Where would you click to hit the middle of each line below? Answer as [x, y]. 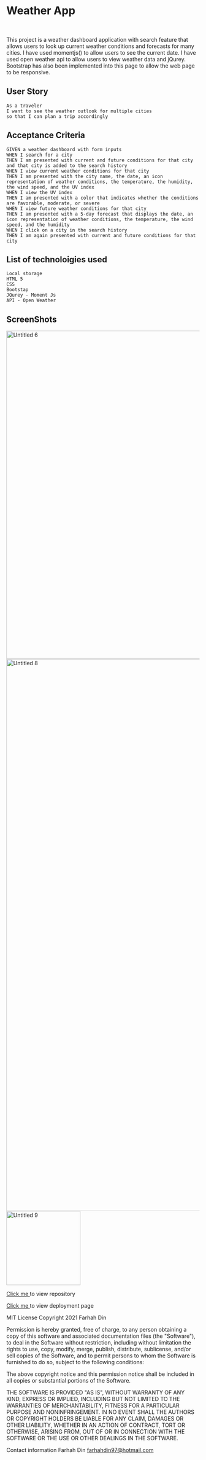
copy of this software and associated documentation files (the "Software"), [101, 1336]
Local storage [25, 274]
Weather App [41, 11]
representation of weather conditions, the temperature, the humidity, [100, 182]
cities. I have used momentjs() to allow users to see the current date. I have [101, 52]
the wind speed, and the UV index [51, 187]
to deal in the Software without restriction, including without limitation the [99, 1343]
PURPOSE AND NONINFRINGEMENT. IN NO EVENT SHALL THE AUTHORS [101, 1412]
